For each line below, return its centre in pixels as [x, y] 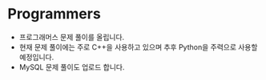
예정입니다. [36, 57]
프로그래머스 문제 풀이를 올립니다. [72, 37]
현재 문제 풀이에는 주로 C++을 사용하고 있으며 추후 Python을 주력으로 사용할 [138, 47]
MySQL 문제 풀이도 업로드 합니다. [72, 67]
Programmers [54, 14]
